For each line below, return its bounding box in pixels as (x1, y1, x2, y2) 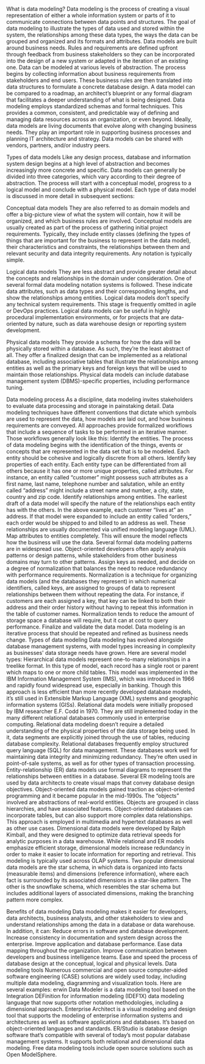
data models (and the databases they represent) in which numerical (6, 578, 177, 585)
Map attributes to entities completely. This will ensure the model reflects (6, 532, 188, 539)
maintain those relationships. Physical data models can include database (6, 371, 189, 378)
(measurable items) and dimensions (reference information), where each (6, 870, 189, 877)
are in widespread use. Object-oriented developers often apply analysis (6, 545, 186, 552)
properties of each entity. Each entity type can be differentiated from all (6, 461, 187, 468)
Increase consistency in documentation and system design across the (6, 934, 182, 941)
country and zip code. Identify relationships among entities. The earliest (6, 493, 187, 500)
